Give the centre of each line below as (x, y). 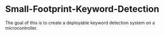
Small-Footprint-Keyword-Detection (82, 9)
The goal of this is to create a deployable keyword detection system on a (80, 23)
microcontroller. (21, 28)
